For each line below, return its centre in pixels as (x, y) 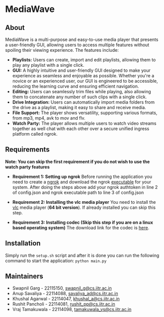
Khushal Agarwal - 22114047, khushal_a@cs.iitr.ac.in (66, 299)
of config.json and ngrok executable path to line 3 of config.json (78, 192)
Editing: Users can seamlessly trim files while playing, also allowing (82, 91)
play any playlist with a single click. (48, 65)
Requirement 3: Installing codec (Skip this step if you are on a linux (82, 222)
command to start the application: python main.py (56, 261)
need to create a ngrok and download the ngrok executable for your (82, 182)
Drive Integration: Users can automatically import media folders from (83, 102)
